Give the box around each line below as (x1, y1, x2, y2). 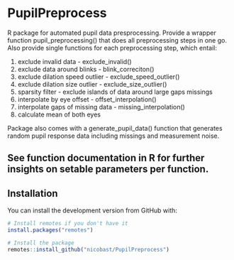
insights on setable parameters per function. (7, 163, 209, 175)
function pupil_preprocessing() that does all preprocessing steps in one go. (7, 36, 227, 44)
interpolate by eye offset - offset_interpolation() (17, 94, 157, 104)
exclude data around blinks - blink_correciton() (17, 65, 155, 73)
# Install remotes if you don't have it (7, 220, 129, 227)
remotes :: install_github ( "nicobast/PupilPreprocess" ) (7, 246, 170, 253)
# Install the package (7, 239, 74, 247)
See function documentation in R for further (7, 152, 205, 164)
